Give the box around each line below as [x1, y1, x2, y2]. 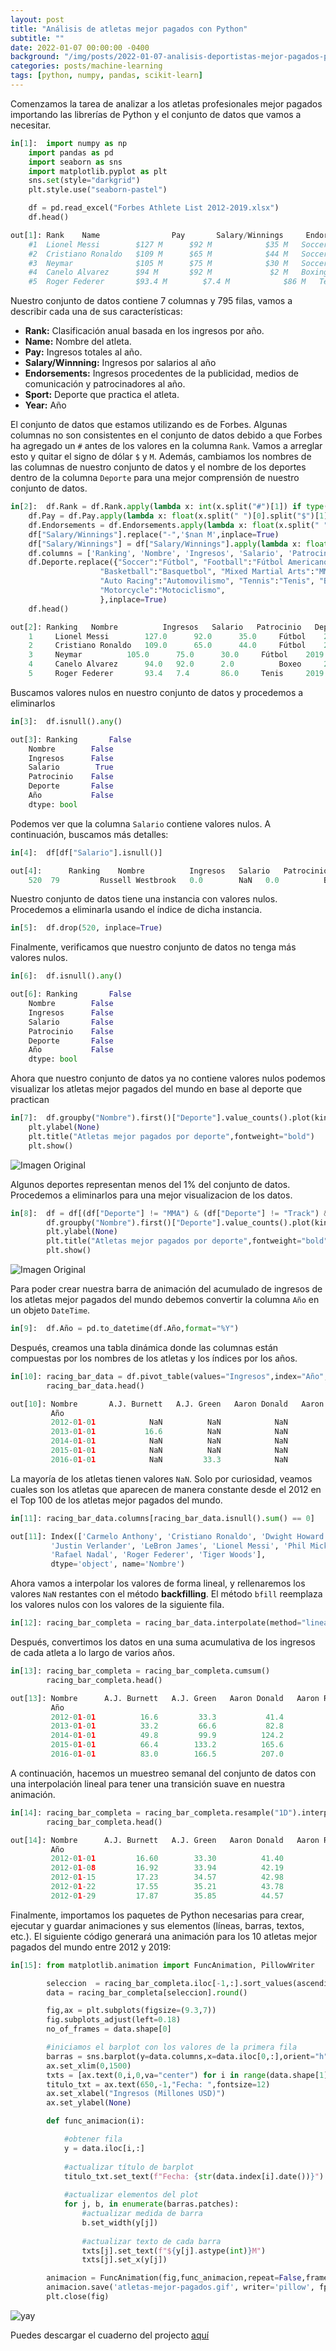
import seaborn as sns [28, 157, 123, 167]
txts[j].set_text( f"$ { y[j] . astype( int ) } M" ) [81, 2246, 267, 2256]
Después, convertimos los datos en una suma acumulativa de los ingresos [10, 1636, 316, 1648]
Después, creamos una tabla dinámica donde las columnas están [10, 1341, 279, 1353]
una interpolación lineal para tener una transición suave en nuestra [10, 1777, 286, 1790]
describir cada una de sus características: [10, 306, 183, 318]
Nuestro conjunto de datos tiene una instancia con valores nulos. [10, 893, 278, 905]
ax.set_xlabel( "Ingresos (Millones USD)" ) [46, 2089, 226, 2099]
